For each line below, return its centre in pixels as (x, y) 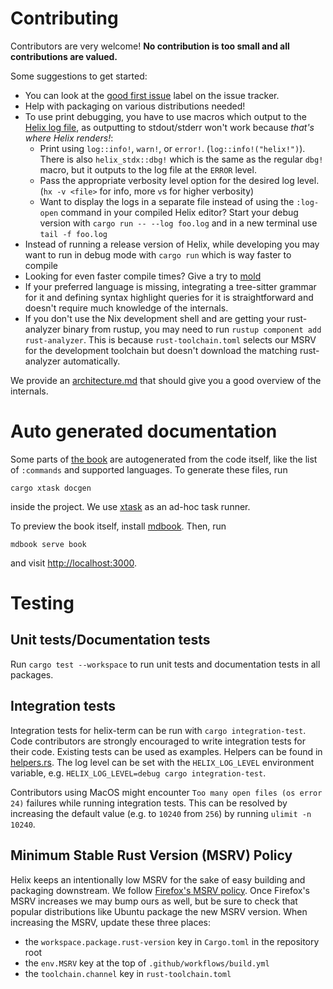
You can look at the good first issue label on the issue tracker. (152, 95)
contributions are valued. (64, 56)
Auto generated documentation (144, 431)
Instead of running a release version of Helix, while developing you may (172, 244)
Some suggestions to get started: (79, 76)
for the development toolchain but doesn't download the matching (161, 350)
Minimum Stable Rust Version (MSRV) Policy (151, 855)
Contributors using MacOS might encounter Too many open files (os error (166, 792)
